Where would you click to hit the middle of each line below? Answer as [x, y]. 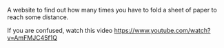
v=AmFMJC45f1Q [32, 38]
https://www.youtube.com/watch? [162, 31]
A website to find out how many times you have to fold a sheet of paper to [112, 10]
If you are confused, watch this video [60, 31]
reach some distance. [38, 17]
